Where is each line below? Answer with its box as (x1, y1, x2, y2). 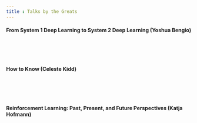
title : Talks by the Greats (6, 8, 78, 15)
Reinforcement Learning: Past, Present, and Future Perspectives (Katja (6, 104, 183, 111)
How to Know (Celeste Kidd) (6, 66, 77, 73)
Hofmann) (6, 111, 32, 118)
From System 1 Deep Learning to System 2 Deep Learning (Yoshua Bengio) (6, 27, 192, 34)
